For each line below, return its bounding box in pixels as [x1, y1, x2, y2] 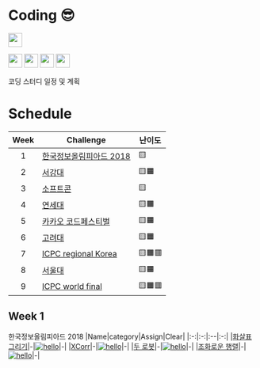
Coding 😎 [8, 6, 75, 25]
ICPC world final [42, 281, 103, 292]
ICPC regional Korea [42, 248, 117, 260]
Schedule [8, 105, 73, 123]
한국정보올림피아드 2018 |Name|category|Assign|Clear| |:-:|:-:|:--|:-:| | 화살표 [8, 332, 252, 341]
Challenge [66, 134, 106, 145]
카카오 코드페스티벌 [42, 216, 110, 227]
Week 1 [8, 309, 44, 323]
